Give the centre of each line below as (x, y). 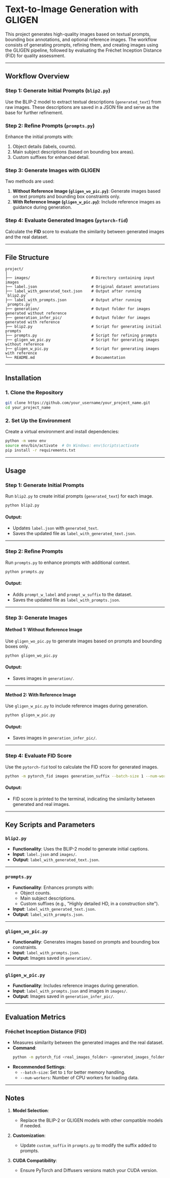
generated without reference (36, 313)
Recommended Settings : (39, 1067)
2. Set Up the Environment (38, 420)
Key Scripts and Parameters (50, 825)
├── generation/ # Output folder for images (78, 309)
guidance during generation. (42, 207)
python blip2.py (22, 505)
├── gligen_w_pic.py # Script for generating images (82, 349)
